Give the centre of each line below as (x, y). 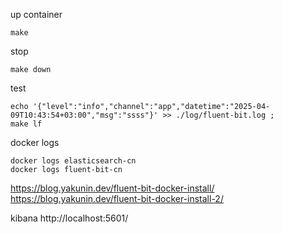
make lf (26, 124)
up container (36, 14)
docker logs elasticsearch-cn (73, 161)
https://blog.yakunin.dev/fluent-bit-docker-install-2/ (117, 198)
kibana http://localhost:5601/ (69, 218)
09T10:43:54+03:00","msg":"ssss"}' (84, 115)
